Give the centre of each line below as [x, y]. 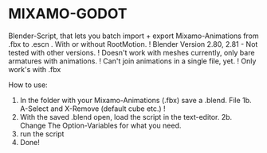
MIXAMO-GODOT [68, 14]
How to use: [28, 85]
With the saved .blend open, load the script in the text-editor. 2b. [126, 117]
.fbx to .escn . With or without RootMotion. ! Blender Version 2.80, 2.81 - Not [133, 44]
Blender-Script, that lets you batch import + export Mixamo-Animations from [133, 36]
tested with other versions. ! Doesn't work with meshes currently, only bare [132, 52]
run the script [42, 134]
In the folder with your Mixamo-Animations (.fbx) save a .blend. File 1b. [136, 100]
